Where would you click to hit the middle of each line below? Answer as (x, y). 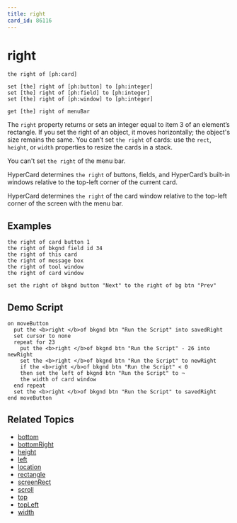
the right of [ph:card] (42, 74)
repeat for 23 (34, 342)
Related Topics (41, 420)
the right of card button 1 (49, 242)
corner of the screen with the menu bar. (65, 203)
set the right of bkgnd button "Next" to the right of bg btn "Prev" (112, 286)
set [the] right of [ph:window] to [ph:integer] (80, 99)
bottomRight (36, 444)
